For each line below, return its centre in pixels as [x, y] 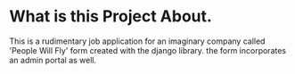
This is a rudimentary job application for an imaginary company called [137, 41]
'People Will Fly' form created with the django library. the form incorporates [148, 50]
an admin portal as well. [53, 60]
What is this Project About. [111, 16]
